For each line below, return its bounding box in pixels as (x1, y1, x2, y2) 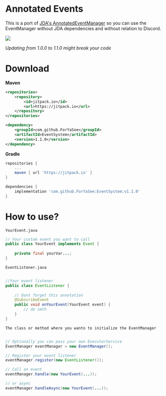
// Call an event (5, 367, 42, 372)
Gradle (5, 151, 20, 157)
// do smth (23, 307, 47, 312)
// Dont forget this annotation (14, 292, 83, 298)
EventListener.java (5, 265, 47, 270)
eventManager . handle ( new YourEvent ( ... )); (5, 371, 97, 377)
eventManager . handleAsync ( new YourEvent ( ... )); (5, 385, 109, 391)
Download (5, 63, 50, 75)
